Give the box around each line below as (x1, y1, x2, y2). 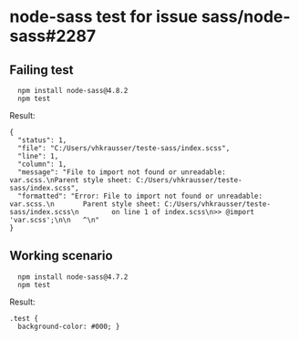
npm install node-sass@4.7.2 (17, 272, 129, 282)
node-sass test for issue (9, 6, 198, 27)
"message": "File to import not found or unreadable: (17, 168, 226, 177)
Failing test (9, 62, 75, 77)
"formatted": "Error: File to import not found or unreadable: (17, 191, 263, 201)
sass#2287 (9, 26, 97, 46)
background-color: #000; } (17, 322, 120, 331)
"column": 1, (17, 160, 67, 169)
